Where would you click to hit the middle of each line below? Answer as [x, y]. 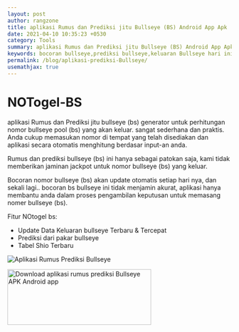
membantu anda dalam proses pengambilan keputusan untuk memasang [114, 195]
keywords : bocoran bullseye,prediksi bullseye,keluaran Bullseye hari [114, 54]
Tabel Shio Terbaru [46, 245]
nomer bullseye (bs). [38, 202]
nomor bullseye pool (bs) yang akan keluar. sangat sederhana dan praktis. [116, 130]
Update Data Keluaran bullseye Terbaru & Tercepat [92, 230]
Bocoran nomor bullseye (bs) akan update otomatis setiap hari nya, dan [112, 180]
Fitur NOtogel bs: [32, 216]
